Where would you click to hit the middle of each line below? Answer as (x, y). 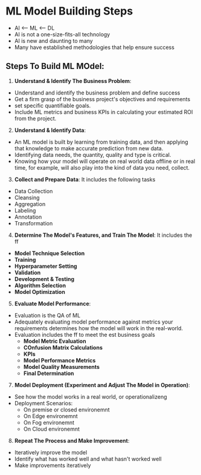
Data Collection (33, 191)
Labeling (25, 210)
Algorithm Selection (40, 285)
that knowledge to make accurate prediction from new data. (89, 148)
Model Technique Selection (49, 253)
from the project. (35, 118)
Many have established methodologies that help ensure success (94, 47)
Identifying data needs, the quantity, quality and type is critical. (93, 154)
